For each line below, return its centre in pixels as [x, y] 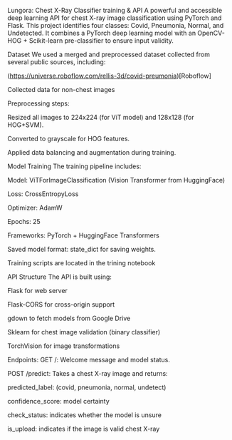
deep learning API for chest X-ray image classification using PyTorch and [115, 18]
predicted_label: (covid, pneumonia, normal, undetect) [87, 387]
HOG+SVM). [26, 125]
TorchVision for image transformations [64, 346]
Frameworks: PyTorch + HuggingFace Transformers [84, 235]
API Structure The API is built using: [60, 277]
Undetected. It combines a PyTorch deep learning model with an [102, 33]
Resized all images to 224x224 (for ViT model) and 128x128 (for [101, 117]
